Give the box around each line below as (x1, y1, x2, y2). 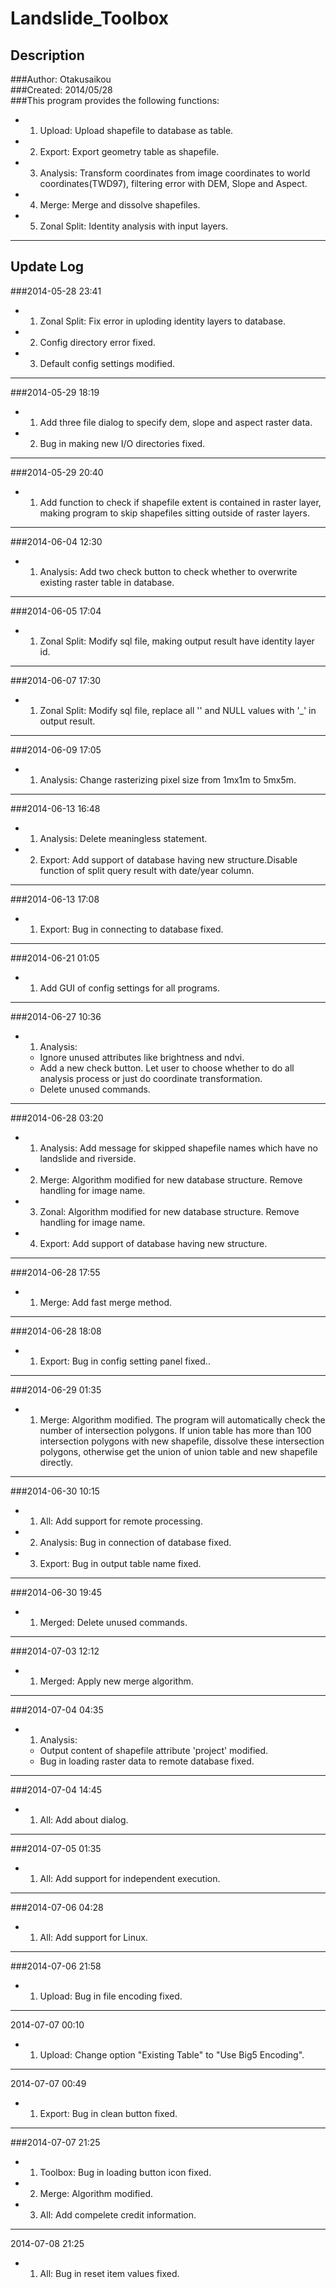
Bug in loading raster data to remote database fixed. (39, 1755, 255, 1767)
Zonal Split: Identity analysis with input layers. (39, 220, 229, 232)
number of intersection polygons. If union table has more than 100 (39, 1424, 312, 1436)
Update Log (10, 258, 85, 276)
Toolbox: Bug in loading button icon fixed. (39, 2166, 212, 2178)
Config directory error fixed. (39, 336, 156, 348)
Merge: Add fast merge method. (39, 1296, 173, 1308)
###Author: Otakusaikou (10, 73, 112, 85)
